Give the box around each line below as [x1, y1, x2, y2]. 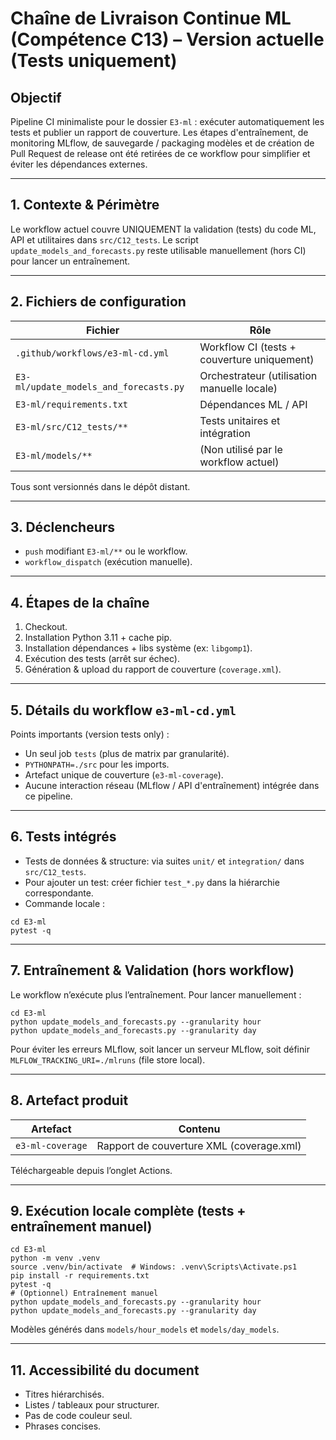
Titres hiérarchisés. [24, 1388, 105, 1401]
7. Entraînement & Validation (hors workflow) [10, 962, 295, 979]
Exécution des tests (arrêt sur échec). [24, 653, 181, 665]
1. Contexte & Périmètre [10, 197, 160, 214]
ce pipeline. [24, 790, 73, 802]
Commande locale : [24, 897, 106, 909]
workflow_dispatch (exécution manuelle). [24, 556, 193, 568]
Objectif [10, 89, 62, 106]
